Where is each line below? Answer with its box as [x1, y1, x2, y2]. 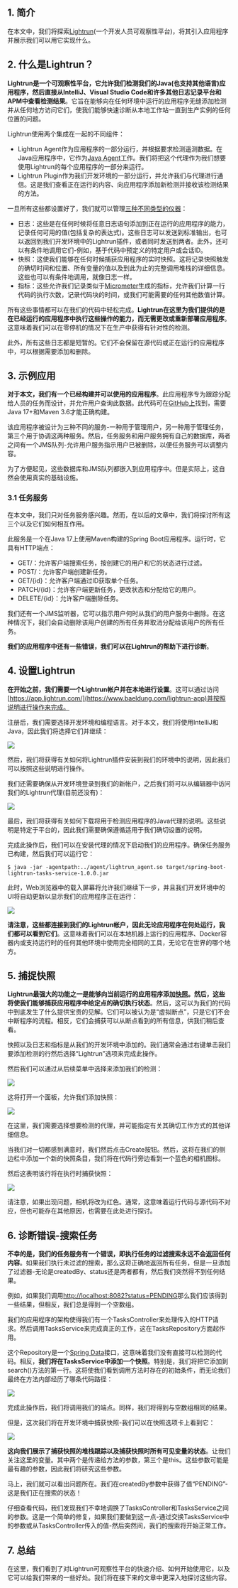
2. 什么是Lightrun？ [7, 59, 94, 71]
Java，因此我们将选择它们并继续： [7, 727, 108, 735]
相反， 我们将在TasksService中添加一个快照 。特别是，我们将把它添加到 [19, 1357, 229, 1366]
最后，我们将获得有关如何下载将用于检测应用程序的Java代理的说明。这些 [7, 816, 220, 825]
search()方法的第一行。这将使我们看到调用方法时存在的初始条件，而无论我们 [7, 1366, 231, 1375]
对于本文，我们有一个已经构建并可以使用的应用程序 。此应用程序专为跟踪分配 [7, 390, 231, 399]
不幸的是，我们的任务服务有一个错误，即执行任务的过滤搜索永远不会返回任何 [7, 1250, 231, 1258]
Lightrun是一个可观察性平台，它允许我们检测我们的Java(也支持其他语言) [7, 79, 220, 87]
